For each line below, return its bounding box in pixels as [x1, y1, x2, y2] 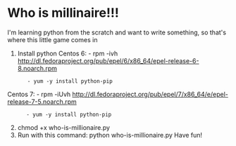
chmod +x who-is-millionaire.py [17, 123, 111, 131]
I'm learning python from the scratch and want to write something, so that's [7, 28, 227, 36]
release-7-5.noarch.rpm [7, 97, 77, 106]
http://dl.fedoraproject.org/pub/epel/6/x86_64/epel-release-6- [17, 56, 199, 65]
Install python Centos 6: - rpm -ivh [17, 49, 118, 58]
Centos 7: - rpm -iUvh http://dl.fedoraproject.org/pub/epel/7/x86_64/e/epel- [7, 90, 229, 98]
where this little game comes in [7, 35, 98, 44]
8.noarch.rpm [17, 64, 58, 72]
